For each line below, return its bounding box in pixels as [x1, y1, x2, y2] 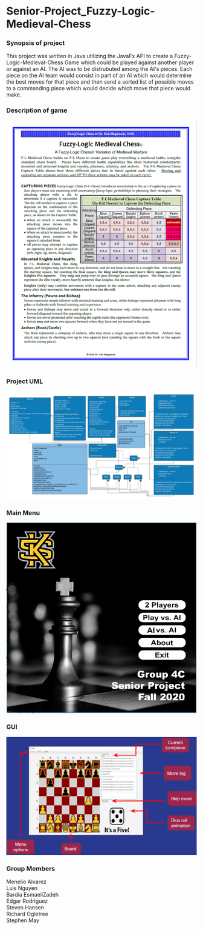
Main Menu [6, 508, 40, 517]
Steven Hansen [6, 904, 44, 911]
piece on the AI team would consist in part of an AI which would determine [6, 72, 192, 79]
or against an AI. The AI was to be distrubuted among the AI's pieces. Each [6, 65, 193, 73]
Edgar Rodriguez [6, 897, 48, 905]
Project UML [6, 377, 43, 386]
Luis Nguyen [6, 885, 38, 892]
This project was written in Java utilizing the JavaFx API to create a [6, 53, 173, 60]
